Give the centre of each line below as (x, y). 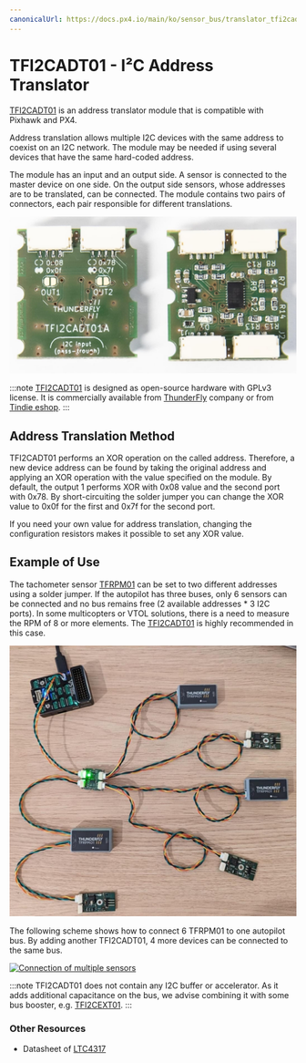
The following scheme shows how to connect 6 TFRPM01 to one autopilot (147, 931)
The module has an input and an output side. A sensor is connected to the (148, 174)
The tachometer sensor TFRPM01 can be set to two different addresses (143, 584)
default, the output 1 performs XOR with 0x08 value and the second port (145, 487)
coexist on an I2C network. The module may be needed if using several (143, 147)
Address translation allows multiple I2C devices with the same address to (147, 138)
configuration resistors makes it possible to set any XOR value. (127, 534)
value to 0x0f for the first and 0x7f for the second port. (112, 506)
